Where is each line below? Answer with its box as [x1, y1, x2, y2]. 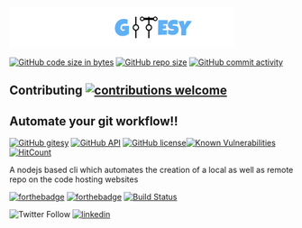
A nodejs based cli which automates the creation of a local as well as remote [9, 165, 294, 176]
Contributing [9, 83, 83, 98]
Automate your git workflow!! [9, 114, 178, 129]
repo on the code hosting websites [9, 174, 139, 185]
